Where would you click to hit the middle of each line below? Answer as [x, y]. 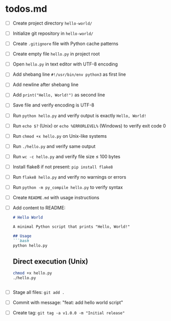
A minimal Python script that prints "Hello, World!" [71, 227]
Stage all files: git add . [39, 292]
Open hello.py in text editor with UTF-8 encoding [65, 64]
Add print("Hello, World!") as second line [59, 95]
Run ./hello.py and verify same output [54, 146]
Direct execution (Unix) [50, 261]
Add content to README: [39, 208]
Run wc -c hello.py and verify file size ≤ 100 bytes [66, 156]
